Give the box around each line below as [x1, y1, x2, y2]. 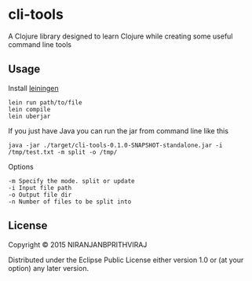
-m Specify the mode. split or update [8, 177, 135, 185]
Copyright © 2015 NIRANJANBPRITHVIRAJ [8, 239, 148, 249]
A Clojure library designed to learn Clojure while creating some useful [8, 31, 233, 41]
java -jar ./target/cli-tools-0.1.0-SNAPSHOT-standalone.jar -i [8, 141, 223, 149]
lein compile [8, 105, 51, 113]
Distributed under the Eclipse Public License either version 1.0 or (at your [8, 255, 244, 265]
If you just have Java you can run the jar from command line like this [8, 126, 229, 135]
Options [8, 162, 34, 171]
